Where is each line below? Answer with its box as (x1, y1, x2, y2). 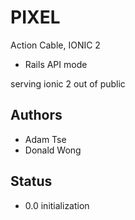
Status (10, 173, 53, 190)
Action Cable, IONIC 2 (10, 39, 101, 51)
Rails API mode (24, 58, 88, 70)
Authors (10, 107, 63, 124)
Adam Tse (24, 133, 67, 145)
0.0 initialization (24, 199, 90, 211)
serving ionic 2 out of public (10, 77, 126, 90)
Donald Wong (24, 144, 82, 156)
